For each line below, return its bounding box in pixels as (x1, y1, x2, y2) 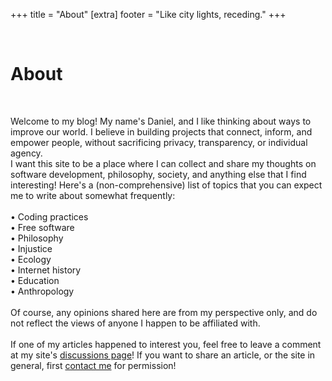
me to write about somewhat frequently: (10, 189, 176, 201)
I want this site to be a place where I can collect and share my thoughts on (10, 157, 317, 169)
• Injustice (10, 242, 53, 254)
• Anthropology (10, 285, 75, 297)
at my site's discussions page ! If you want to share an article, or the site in (10, 349, 316, 361)
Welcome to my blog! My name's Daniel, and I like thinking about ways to (10, 115, 312, 127)
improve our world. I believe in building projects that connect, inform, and (10, 125, 313, 138)
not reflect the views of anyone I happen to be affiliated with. (10, 317, 261, 329)
